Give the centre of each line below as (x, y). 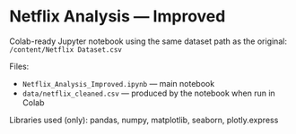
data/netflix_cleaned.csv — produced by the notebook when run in (148, 93)
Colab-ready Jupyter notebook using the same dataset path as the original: (148, 41)
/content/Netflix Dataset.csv (66, 50)
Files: (19, 66)
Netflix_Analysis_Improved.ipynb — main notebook (118, 83)
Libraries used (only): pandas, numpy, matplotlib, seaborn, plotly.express (144, 120)
